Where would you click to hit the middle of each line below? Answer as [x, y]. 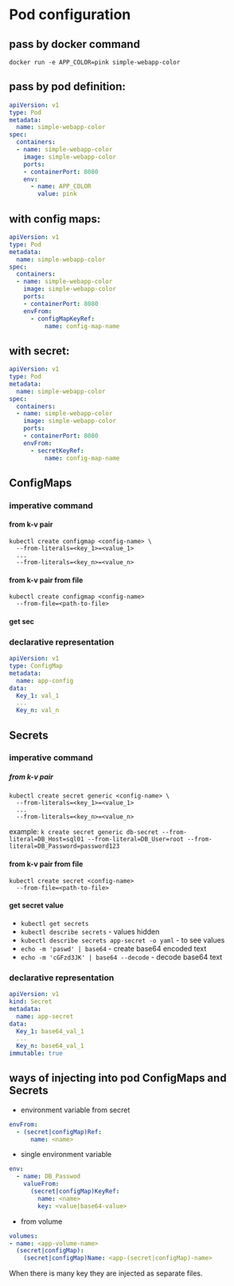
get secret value [37, 905]
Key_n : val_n [38, 711]
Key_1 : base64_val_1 [50, 1031]
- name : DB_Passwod [49, 1177]
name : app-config [45, 680]
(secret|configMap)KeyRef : [75, 1192]
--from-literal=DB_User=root [135, 839]
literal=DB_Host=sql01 [47, 839]
